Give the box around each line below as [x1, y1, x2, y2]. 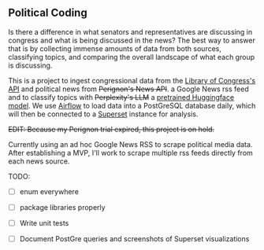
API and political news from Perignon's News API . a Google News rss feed [8, 84, 250, 94]
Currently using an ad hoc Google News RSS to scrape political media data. [8, 139, 253, 149]
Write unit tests [19, 218, 69, 227]
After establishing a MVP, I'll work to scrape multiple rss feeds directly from [8, 148, 254, 157]
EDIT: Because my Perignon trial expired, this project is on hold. [8, 124, 215, 134]
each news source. [8, 156, 70, 166]
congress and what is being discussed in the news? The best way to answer [8, 35, 256, 45]
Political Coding [8, 6, 88, 20]
